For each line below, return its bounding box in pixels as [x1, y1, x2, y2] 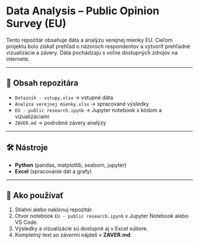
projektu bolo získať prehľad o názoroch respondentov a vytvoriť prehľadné [6, 43, 191, 50]
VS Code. [14, 218, 38, 226]
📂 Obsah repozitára [6, 78, 79, 88]
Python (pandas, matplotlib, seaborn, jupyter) [14, 161, 127, 169]
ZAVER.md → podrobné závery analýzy [14, 119, 107, 126]
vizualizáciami [14, 113, 50, 120]
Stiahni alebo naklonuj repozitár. [14, 206, 94, 213]
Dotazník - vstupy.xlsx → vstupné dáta [14, 94, 114, 101]
